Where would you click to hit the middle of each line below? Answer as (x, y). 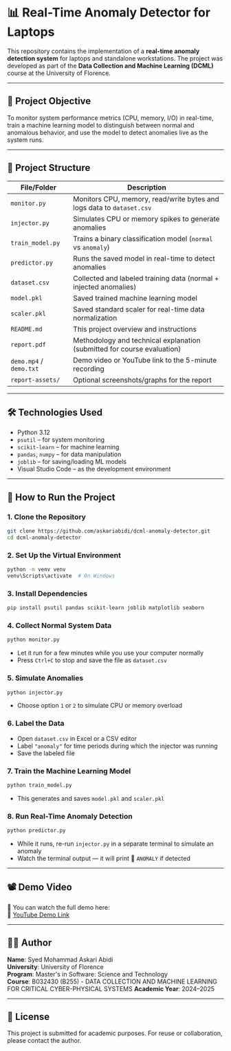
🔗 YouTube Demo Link (38, 915)
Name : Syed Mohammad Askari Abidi (60, 959)
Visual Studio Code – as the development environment (94, 469)
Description (146, 187)
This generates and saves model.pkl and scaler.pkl (91, 798)
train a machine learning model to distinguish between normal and (101, 125)
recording (89, 369)
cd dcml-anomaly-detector (44, 538)
